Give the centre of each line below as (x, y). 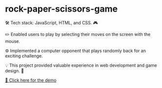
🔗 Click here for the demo (31, 80)
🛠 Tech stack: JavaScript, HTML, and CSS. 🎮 (51, 22)
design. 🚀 (15, 70)
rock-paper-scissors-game (61, 9)
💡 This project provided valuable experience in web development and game (81, 65)
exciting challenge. (24, 56)
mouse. (13, 41)
